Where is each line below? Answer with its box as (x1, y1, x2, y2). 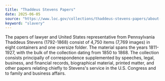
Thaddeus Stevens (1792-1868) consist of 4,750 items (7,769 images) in (5, 40, 150, 45)
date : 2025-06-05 (5, 12, 41, 17)
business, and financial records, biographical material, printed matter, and (5, 60, 155, 66)
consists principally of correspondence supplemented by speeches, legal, (5, 55, 155, 61)
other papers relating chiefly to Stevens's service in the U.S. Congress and (5, 65, 156, 71)
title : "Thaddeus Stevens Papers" (5, 7, 76, 12)
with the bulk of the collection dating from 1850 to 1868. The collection (16, 50, 159, 56)
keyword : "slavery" (5, 20, 45, 26)
